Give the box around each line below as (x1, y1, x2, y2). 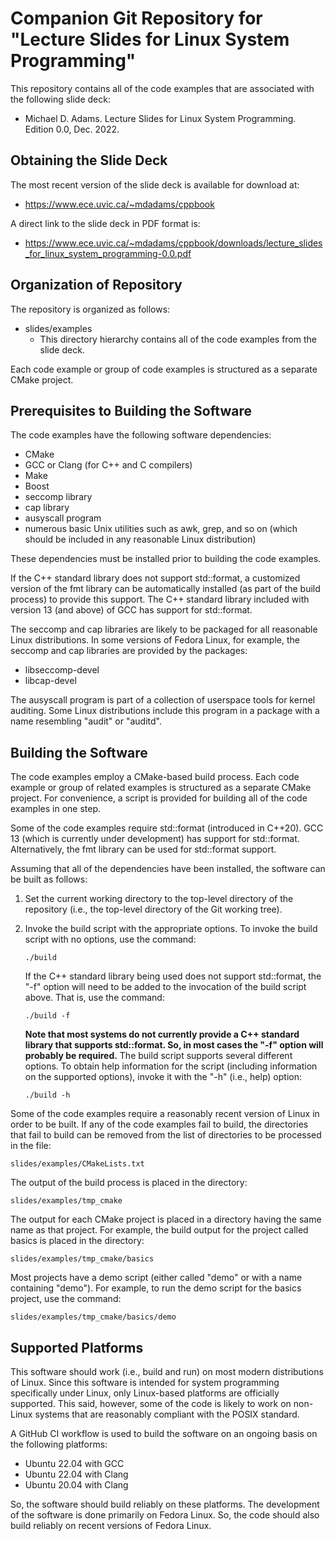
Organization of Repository (10, 277, 183, 294)
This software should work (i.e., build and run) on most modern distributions (10, 1366, 324, 1377)
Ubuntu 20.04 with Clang (24, 1479, 129, 1491)
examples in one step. (10, 803, 102, 815)
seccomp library (24, 491, 93, 503)
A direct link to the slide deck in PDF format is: (10, 217, 201, 229)
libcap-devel (24, 675, 77, 687)
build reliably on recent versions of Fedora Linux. (10, 1520, 212, 1531)
